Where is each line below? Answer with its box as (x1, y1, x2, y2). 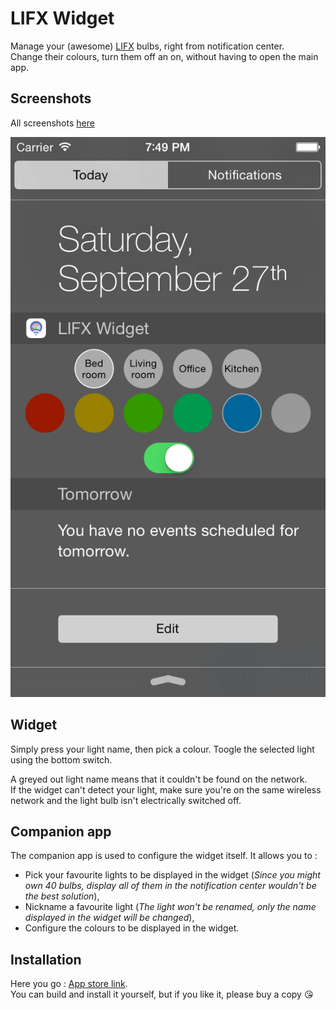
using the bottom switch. (10, 753, 113, 766)
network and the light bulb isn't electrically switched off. (10, 794, 242, 806)
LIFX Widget (10, 7, 115, 30)
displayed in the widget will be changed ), (24, 912, 195, 924)
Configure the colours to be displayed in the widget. (24, 922, 240, 934)
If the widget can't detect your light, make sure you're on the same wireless (10, 783, 322, 796)
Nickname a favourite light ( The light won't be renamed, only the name (24, 901, 317, 913)
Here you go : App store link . (10, 978, 128, 990)
